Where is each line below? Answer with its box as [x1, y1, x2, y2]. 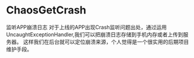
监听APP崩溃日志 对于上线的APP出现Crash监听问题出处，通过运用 [6, 23, 167, 30]
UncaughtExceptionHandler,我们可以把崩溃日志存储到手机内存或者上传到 [6, 30, 183, 38]
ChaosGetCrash [6, 4, 87, 17]
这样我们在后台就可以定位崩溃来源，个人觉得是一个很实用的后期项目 [22, 38, 189, 45]
